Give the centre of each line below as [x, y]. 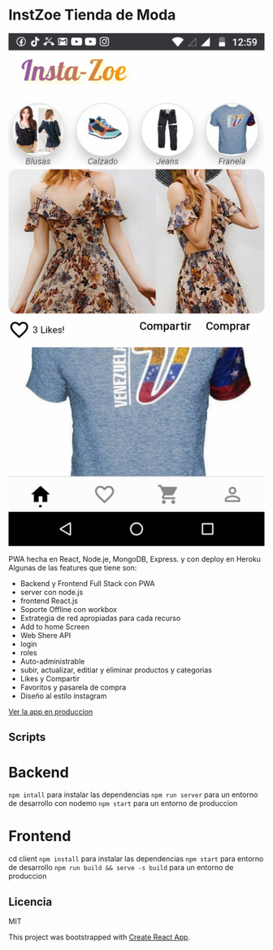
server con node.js [52, 592]
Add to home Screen [54, 626]
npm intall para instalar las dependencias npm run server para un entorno [133, 795]
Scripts [27, 737]
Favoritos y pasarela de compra [73, 687]
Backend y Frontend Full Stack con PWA [87, 583]
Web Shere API [45, 635]
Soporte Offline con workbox [69, 609]
